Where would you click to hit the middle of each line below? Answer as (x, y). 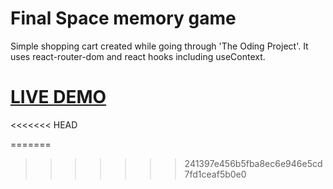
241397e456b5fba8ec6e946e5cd (253, 163)
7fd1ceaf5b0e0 (215, 174)
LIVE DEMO (58, 97)
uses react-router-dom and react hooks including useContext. (138, 56)
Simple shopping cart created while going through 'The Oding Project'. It (159, 46)
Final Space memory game (123, 18)
